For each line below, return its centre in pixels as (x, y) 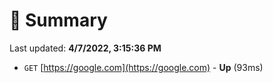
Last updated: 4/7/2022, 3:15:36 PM (85, 48)
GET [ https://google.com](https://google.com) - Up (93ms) (143, 67)
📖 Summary (58, 20)
